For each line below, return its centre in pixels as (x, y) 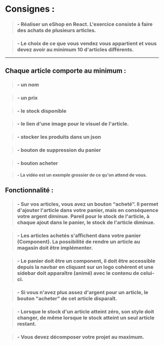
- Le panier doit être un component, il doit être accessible (86, 261)
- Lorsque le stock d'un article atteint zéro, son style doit (86, 311)
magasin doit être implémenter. (55, 248)
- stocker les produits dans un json (59, 137)
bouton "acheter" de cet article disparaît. (67, 298)
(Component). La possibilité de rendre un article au (79, 242)
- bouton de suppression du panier (59, 150)
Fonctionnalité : (29, 190)
